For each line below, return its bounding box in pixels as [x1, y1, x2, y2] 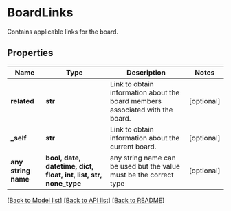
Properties [7, 47, 54, 59]
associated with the [109, 105, 173, 114]
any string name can [109, 153, 177, 162]
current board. [109, 142, 157, 151]
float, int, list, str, [45, 170, 102, 179]
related [10, 96, 34, 105]
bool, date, [45, 153, 81, 162]
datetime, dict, [45, 161, 94, 171]
